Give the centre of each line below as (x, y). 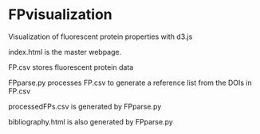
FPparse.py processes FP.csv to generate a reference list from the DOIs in (130, 82)
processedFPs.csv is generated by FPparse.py (85, 106)
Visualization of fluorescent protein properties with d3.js (100, 36)
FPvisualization (61, 15)
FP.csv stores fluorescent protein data (71, 67)
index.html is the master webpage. (65, 52)
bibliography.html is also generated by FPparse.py (91, 121)
